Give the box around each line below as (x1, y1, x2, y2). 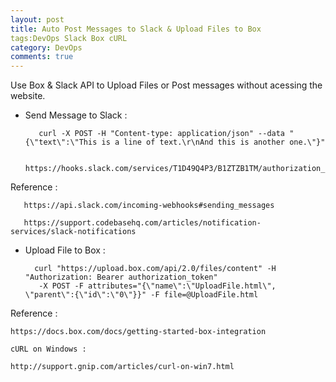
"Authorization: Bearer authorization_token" (24, 272, 218, 283)
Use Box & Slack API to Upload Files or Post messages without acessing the (10, 79, 323, 91)
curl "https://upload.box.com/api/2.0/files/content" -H (34, 264, 277, 274)
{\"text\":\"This (24, 137, 98, 148)
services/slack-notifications (10, 227, 137, 237)
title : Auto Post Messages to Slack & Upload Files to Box (10, 24, 262, 34)
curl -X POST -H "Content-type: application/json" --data (38, 129, 286, 139)
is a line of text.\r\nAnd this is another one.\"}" (101, 137, 326, 148)
